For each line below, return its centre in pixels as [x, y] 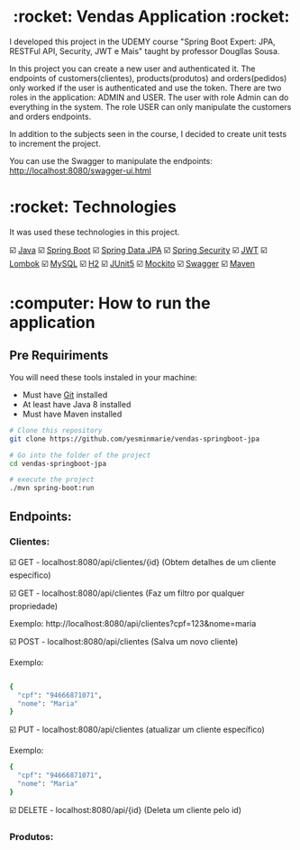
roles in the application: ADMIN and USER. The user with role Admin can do [149, 97]
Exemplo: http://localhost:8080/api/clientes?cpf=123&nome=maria [133, 623]
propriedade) [34, 606]
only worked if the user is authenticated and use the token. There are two [145, 87]
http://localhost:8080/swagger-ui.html [80, 170]
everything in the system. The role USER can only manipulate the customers [150, 106]
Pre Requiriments [59, 356]
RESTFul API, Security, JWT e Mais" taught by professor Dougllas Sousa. [145, 50]
